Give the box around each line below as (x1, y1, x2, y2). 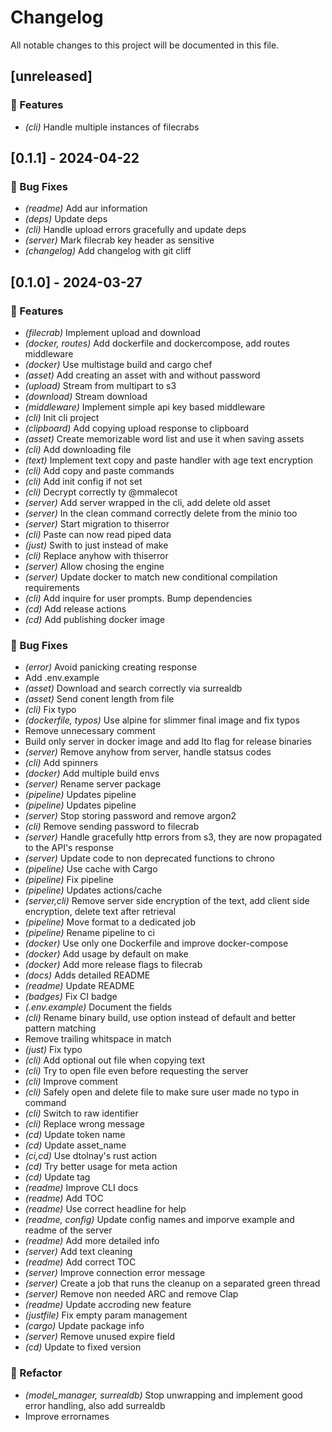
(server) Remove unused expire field (24, 1331, 176, 1343)
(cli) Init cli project (24, 412, 100, 423)
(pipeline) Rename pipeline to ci (24, 927, 156, 939)
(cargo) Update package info (24, 1320, 145, 1332)
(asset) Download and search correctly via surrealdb (24, 682, 243, 695)
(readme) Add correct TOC (24, 1256, 137, 1268)
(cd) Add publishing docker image (24, 614, 166, 625)
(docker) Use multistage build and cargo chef (24, 359, 213, 370)
